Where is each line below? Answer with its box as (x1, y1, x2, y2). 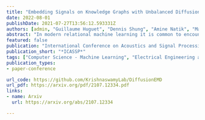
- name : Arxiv (6, 94, 43, 100)
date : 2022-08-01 (6, 15, 51, 21)
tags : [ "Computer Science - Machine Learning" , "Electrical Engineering (6, 54, 195, 60)
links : (6, 88, 23, 94)
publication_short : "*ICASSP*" (6, 49, 86, 55)
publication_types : (6, 60, 56, 66)
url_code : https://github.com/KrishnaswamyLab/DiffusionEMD (6, 77, 163, 83)
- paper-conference (6, 65, 56, 72)
